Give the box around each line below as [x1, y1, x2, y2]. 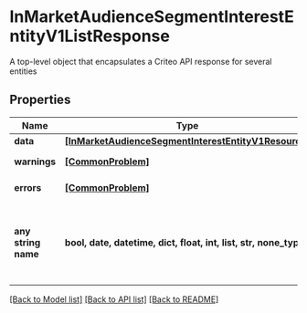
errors [14, 181, 42, 193]
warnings [14, 155, 57, 168]
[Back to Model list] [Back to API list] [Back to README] [9, 294, 219, 305]
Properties [9, 92, 71, 108]
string [14, 235, 41, 248]
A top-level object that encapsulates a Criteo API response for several [9, 56, 272, 67]
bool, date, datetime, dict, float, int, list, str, [64, 235, 256, 248]
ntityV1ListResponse [9, 26, 171, 47]
